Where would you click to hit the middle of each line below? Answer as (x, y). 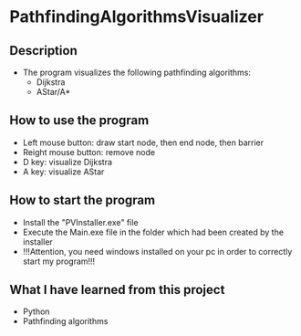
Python (36, 311)
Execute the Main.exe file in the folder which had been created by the (153, 232)
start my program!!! (59, 261)
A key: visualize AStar (63, 172)
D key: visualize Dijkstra (67, 162)
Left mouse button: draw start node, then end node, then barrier (143, 142)
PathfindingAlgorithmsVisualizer (137, 17)
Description (43, 51)
